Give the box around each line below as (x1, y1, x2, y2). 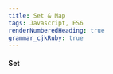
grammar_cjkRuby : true (8, 33, 84, 42)
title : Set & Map (8, 11, 66, 20)
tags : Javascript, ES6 (8, 19, 84, 27)
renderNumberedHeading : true (8, 26, 105, 34)
